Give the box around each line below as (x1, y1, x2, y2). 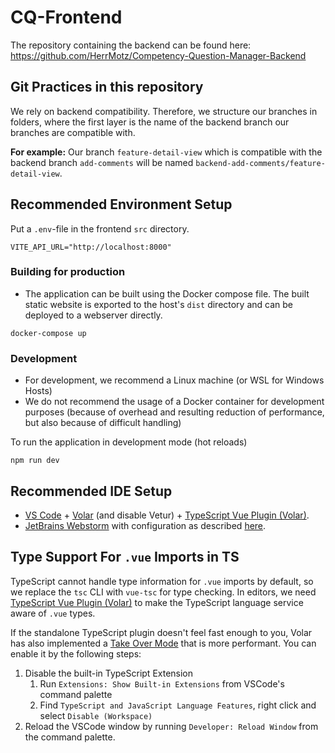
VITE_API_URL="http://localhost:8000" (10, 242, 172, 252)
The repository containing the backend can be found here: (10, 39, 252, 51)
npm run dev (10, 456, 60, 466)
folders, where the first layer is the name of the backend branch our (10, 116, 290, 128)
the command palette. (24, 731, 116, 743)
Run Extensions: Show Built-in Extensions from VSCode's (39, 677, 285, 690)
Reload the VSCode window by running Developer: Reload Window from (24, 720, 319, 732)
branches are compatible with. (10, 126, 136, 138)
